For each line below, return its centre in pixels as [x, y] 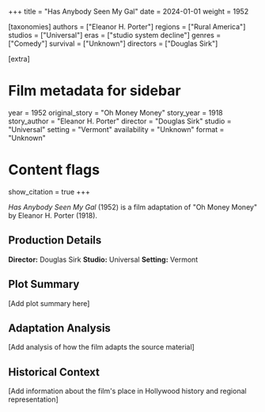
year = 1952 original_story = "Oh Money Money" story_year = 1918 [115, 112]
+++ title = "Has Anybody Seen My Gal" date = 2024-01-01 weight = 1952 [129, 11]
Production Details [55, 240]
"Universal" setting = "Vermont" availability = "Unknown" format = [116, 129]
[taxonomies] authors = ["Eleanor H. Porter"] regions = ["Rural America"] [127, 26]
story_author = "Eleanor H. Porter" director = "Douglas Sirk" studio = [120, 121]
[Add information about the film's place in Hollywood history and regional [127, 391]
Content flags [54, 170]
